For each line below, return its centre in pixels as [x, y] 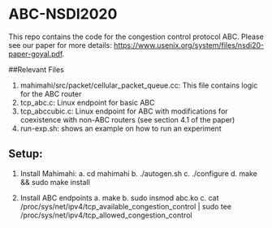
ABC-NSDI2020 [63, 14]
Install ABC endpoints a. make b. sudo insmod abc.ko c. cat [119, 198]
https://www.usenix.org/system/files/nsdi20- [189, 45]
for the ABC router [51, 93]
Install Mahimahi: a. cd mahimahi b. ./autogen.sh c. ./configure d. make [138, 173]
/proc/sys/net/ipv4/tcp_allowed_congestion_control [106, 215]
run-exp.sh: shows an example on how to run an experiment [121, 128]
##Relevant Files [37, 69]
